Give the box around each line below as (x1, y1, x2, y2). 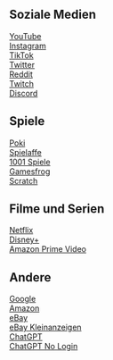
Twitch (9, 78, 34, 88)
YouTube (9, 30, 42, 41)
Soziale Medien (9, 7, 96, 22)
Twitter (9, 59, 36, 70)
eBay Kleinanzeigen (9, 322, 82, 333)
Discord (9, 88, 38, 98)
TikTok (9, 49, 34, 61)
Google (9, 294, 36, 305)
